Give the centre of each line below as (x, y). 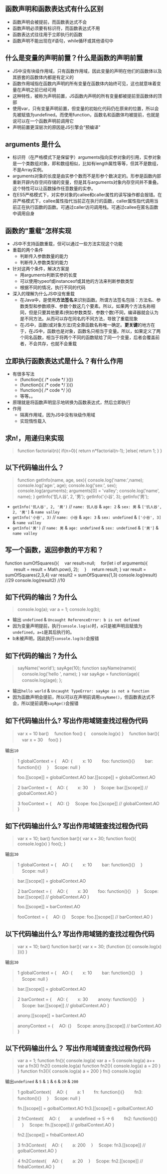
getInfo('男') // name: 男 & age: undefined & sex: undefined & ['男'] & (85, 528)
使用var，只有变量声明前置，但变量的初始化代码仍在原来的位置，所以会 (85, 108)
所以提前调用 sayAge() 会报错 (50, 703)
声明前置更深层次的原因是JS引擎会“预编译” (56, 127)
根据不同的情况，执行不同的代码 (53, 288)
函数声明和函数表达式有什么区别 (54, 9)
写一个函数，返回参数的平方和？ (54, 550)
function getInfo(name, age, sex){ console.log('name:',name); (80, 480)
